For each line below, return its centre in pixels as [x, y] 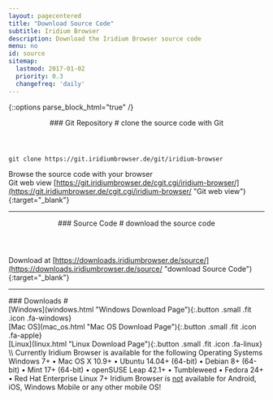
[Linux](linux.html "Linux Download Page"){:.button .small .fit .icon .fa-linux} [135, 344]
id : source [27, 54]
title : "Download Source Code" [61, 24]
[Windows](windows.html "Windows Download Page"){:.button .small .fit [130, 309]
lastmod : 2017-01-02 [50, 69]
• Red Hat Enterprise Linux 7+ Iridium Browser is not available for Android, [133, 378]
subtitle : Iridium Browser [54, 31]
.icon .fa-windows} [40, 318]
